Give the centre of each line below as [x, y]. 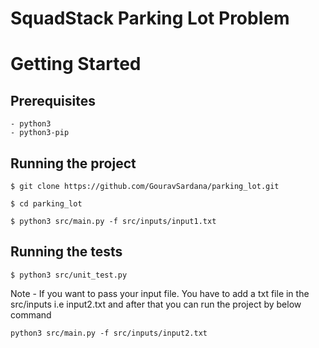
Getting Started [76, 64]
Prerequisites [53, 100]
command [31, 314]
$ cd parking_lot [46, 204]
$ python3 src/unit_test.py [69, 275]
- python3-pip [40, 133]
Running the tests [66, 252]
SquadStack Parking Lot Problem [150, 18]
